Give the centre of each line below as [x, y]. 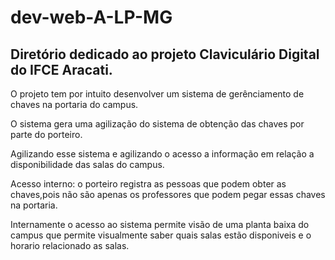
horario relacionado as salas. [70, 245]
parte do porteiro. [46, 134]
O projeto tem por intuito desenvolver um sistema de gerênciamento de [157, 94]
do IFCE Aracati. [61, 69]
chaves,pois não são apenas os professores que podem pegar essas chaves [168, 194]
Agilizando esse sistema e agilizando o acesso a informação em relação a [162, 154]
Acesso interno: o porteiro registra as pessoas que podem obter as [148, 184]
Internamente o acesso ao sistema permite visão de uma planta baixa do [160, 224]
